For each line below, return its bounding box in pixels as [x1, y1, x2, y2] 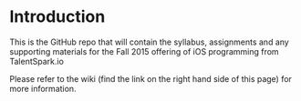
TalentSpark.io [9, 56, 64, 66]
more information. [9, 83, 77, 94]
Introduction [9, 6, 106, 27]
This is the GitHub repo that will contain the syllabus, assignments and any [9, 36, 289, 47]
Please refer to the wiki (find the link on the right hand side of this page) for [9, 73, 292, 84]
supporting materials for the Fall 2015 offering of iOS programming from [9, 45, 280, 56]
